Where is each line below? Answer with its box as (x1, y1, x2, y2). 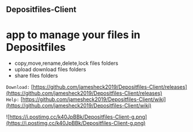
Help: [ (6, 96, 23, 103)
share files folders (14, 72, 58, 79)
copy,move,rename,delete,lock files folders (14, 60, 118, 67)
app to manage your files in (6, 28, 141, 41)
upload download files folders (14, 66, 86, 73)
